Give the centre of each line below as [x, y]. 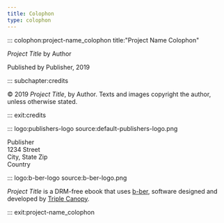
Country [19, 164]
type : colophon [29, 20]
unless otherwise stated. [42, 101]
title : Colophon [31, 14]
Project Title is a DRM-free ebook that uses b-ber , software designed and [112, 191]
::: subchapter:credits [38, 80]
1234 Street [24, 149]
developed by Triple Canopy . [48, 199]
